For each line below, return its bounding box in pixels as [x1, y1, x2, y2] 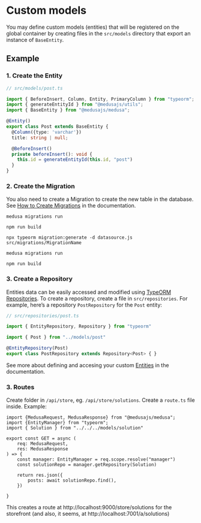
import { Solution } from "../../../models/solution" [6, 425, 144, 431]
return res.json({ [17, 472, 63, 479]
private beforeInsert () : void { [11, 151, 93, 157]
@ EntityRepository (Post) [6, 345, 68, 351]
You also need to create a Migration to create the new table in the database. [6, 196, 194, 203]
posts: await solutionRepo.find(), [28, 477, 117, 483]
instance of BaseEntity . [6, 36, 64, 43]
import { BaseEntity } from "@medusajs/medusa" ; [6, 107, 130, 113]
